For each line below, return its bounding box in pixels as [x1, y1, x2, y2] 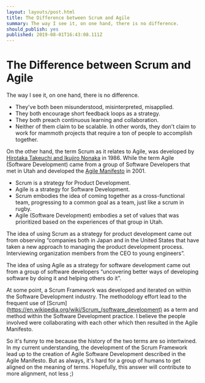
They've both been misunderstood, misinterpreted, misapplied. [15, 104, 174, 111]
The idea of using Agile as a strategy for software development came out [6, 262, 191, 269]
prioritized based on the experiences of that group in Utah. [15, 218, 164, 226]
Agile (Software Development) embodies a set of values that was [15, 212, 179, 219]
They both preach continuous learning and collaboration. [15, 116, 159, 124]
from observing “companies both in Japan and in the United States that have [6, 237, 199, 244]
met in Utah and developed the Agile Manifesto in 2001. [6, 167, 146, 175]
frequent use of [6, 300, 46, 307]
